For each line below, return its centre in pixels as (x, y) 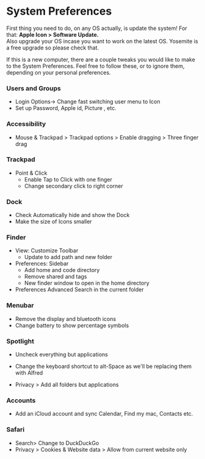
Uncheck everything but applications (61, 354)
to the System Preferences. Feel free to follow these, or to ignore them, (95, 66)
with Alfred (29, 373)
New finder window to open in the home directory (87, 283)
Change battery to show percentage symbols (72, 325)
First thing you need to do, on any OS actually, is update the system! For (97, 28)
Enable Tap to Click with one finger (68, 179)
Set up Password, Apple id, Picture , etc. (66, 108)
